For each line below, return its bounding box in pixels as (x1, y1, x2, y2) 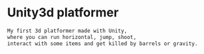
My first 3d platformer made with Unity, (7, 27, 128, 34)
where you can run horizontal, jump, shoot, (7, 33, 137, 40)
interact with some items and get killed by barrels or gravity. (7, 40, 198, 47)
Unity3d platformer (7, 5, 119, 21)
